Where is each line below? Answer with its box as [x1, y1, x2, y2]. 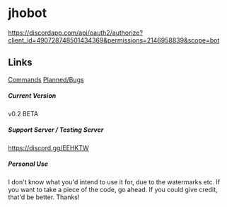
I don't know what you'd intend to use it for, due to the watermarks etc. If [8, 177, 221, 186]
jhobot [8, 5, 47, 21]
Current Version [8, 91, 57, 100]
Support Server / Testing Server [8, 125, 104, 134]
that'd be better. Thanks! [8, 193, 80, 201]
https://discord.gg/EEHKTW [8, 143, 89, 152]
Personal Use [8, 160, 49, 168]
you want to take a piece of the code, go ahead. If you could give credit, [8, 185, 218, 194]
